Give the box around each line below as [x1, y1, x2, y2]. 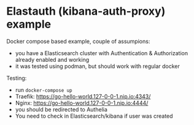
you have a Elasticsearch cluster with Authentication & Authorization [15, 49, 188, 56]
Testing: [6, 74, 27, 81]
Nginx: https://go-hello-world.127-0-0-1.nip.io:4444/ [15, 99, 149, 107]
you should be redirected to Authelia [15, 105, 107, 113]
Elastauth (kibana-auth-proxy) [6, 4, 166, 18]
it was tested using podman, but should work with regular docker [15, 63, 180, 70]
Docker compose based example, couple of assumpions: [6, 37, 150, 45]
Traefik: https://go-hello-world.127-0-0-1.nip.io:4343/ [15, 93, 151, 100]
